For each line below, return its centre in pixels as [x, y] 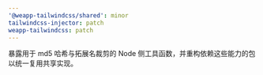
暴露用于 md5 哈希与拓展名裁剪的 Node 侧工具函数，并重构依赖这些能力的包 [132, 54]
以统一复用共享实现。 [43, 63]
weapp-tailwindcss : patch [51, 30]
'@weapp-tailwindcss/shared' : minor [68, 15]
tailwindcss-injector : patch [56, 23]
